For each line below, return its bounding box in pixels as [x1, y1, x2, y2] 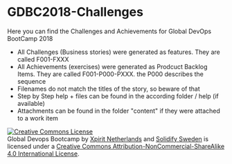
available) [17, 99, 45, 107]
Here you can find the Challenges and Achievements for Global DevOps [7, 27, 212, 35]
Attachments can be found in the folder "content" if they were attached [17, 107, 220, 115]
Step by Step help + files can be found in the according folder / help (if [17, 91, 220, 100]
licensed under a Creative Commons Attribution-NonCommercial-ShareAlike [7, 142, 225, 150]
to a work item [17, 113, 59, 122]
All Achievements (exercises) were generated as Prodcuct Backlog [17, 62, 208, 71]
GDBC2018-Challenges [7, 4, 144, 20]
